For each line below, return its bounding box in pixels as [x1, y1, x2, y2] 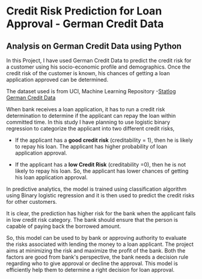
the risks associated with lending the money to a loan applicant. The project [6, 241, 194, 248]
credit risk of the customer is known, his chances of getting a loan [6, 70, 170, 76]
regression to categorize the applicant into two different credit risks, [6, 125, 175, 132]
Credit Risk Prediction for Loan [6, 4, 162, 18]
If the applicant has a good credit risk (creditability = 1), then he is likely [14, 136, 194, 144]
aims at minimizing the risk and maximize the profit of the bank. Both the [6, 247, 186, 254]
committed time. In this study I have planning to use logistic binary [6, 118, 170, 126]
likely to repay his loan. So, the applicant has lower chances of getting [14, 167, 189, 174]
